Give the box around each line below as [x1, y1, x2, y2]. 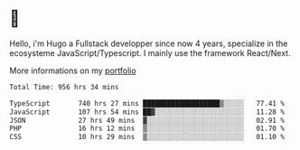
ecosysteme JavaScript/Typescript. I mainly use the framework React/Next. [9, 47, 291, 58]
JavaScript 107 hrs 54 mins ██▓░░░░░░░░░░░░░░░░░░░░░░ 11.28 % [9, 108, 285, 117]
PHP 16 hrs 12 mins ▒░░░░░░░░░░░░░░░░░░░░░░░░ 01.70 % [9, 124, 285, 134]
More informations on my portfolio [9, 65, 137, 76]
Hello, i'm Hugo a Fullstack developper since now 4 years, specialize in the [9, 38, 288, 49]
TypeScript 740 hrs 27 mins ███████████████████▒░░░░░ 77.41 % [9, 98, 285, 108]
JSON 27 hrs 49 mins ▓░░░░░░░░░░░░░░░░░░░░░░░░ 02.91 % [9, 116, 285, 125]
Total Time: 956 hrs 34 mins [9, 82, 119, 91]
